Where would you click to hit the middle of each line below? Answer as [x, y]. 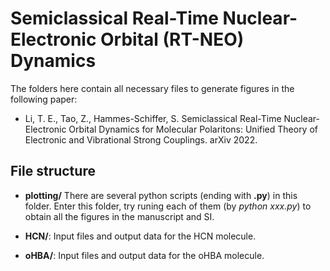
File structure [53, 171]
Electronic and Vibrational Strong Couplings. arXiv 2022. [141, 139]
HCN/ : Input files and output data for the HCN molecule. [140, 236]
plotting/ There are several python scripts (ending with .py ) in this [161, 195]
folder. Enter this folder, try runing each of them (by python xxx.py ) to [168, 206]
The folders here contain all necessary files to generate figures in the [152, 88]
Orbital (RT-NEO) [172, 39]
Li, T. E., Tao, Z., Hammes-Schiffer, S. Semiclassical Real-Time [153, 118]
